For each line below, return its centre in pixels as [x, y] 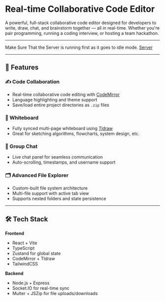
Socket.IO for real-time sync [41, 288]
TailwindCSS [25, 264]
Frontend [15, 234]
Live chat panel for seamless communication [57, 157]
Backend [14, 273]
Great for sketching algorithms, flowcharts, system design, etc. [76, 134]
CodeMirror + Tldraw [34, 259]
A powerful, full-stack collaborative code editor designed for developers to [81, 23]
